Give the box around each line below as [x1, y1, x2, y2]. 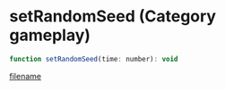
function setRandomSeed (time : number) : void [9, 54, 178, 63]
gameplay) [9, 25, 91, 45]
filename [9, 70, 42, 81]
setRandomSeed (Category [9, 6, 217, 27]
